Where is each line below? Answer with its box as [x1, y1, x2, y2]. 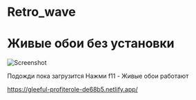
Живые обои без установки [7, 36, 175, 52]
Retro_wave [7, 4, 76, 20]
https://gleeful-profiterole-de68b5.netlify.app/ [7, 86, 138, 94]
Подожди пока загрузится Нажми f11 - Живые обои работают [7, 72, 189, 80]
